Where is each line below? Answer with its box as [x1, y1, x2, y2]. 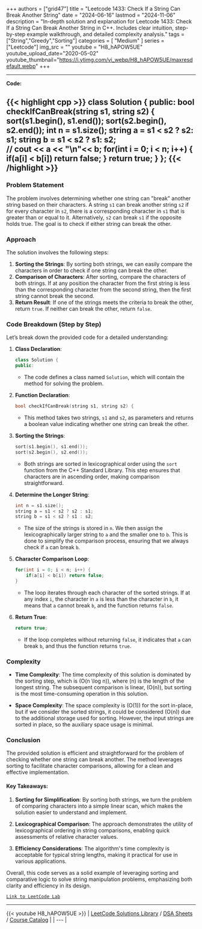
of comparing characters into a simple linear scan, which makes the [14, 802, 183, 809]
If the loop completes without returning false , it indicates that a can [23, 636, 191, 643]
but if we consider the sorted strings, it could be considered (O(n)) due [14, 708, 191, 716]
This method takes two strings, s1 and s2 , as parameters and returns [23, 414, 194, 421]
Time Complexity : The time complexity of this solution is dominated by [14, 671, 191, 678]
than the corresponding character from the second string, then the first [14, 285, 191, 293]
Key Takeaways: [6, 782, 48, 790]
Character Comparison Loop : [14, 555, 90, 562]
